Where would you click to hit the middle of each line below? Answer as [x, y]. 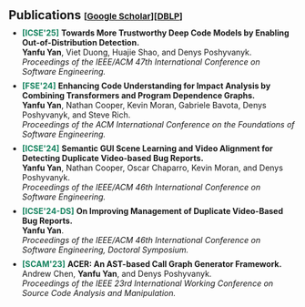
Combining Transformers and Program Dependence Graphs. [138, 95]
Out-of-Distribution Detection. [81, 42]
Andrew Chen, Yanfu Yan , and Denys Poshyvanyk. [117, 274]
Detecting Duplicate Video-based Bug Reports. [112, 158]
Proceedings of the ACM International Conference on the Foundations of [158, 124]
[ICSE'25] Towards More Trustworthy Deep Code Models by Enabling [155, 33]
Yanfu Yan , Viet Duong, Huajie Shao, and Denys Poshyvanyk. [137, 52]
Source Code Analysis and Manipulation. [99, 293]
